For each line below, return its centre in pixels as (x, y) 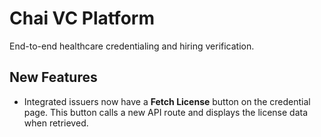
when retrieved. (56, 123)
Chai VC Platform (82, 18)
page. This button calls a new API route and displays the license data (166, 112)
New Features (53, 77)
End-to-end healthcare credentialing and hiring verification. (132, 46)
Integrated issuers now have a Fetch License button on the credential (167, 101)
